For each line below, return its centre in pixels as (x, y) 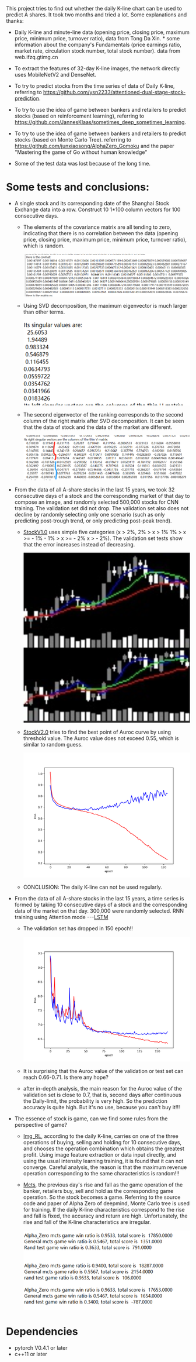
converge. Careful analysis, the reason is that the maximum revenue (105, 1167)
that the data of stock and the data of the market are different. (98, 427)
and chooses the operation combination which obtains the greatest (104, 1148)
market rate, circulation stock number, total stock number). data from (97, 51)
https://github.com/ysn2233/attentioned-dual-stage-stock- (114, 92)
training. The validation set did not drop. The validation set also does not (101, 508)
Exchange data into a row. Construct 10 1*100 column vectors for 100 (97, 209)
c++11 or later (31, 1354)
